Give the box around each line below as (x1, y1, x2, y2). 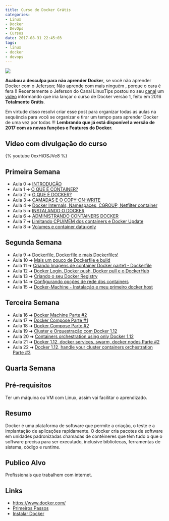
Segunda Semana (5, 238, 62, 247)
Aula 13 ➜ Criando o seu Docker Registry (12, 273, 98, 279)
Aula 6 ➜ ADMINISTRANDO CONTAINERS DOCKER (12, 213, 119, 219)
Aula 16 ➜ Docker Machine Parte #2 (12, 312, 87, 318)
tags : (5, 40, 17, 45)
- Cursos (5, 31, 24, 36)
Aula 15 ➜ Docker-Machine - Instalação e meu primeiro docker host (12, 283, 153, 290)
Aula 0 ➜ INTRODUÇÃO (12, 181, 62, 187)
